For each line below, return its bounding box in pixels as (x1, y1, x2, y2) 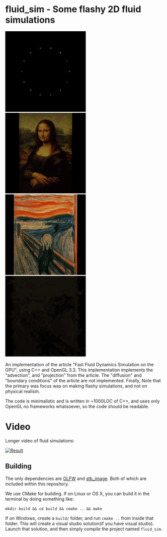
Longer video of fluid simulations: (5, 437, 74, 444)
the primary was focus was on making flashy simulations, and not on (5, 383, 147, 389)
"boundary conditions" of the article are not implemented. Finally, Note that (5, 377, 161, 383)
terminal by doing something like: (5, 496, 74, 502)
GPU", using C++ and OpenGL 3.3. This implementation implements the (5, 367, 153, 373)
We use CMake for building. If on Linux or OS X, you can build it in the (5, 490, 150, 497)
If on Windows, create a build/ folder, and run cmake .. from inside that (5, 515, 154, 521)
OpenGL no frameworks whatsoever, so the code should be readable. (5, 403, 149, 409)
